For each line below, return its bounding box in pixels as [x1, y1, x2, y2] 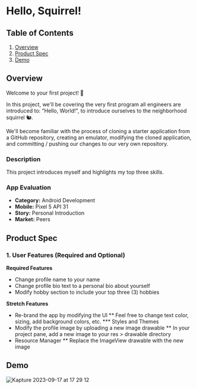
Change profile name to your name [14, 276, 100, 283]
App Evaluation [6, 183, 52, 192]
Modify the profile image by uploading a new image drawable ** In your [14, 324, 190, 331]
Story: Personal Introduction [14, 209, 85, 217]
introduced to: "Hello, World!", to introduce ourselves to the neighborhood [6, 107, 187, 114]
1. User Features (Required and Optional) [6, 251, 126, 259]
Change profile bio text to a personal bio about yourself [14, 283, 150, 290]
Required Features [6, 265, 53, 272]
